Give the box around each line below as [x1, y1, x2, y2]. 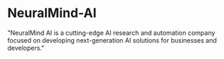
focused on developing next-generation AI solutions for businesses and [7, 36, 217, 44]
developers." [7, 43, 45, 52]
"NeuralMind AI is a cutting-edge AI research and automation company [7, 28, 215, 37]
